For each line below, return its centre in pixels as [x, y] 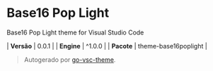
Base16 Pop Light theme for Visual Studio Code [75, 32]
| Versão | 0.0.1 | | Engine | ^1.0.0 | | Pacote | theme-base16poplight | [107, 46]
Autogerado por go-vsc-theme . [70, 59]
